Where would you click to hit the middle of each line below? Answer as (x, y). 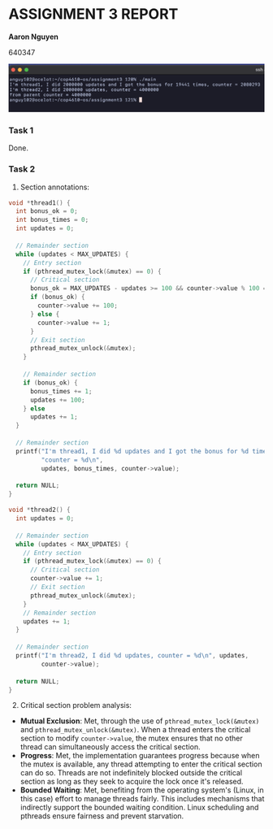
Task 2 (22, 169)
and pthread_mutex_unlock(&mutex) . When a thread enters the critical (135, 730)
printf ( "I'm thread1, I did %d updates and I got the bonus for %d (132, 451)
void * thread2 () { (39, 510)
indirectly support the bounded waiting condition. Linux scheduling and (139, 807)
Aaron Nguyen (34, 37)
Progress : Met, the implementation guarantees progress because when (140, 756)
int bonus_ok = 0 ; (47, 211)
